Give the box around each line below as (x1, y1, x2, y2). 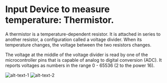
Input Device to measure (5, 4, 110, 15)
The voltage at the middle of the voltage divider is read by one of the (5, 52, 148, 58)
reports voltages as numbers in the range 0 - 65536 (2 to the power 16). (5, 62, 155, 68)
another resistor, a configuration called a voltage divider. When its (5, 36, 142, 43)
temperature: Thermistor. (5, 14, 115, 26)
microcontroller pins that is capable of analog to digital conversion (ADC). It (5, 57, 162, 63)
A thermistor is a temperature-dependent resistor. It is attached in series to (5, 31, 161, 37)
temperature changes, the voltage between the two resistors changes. (5, 41, 151, 48)
